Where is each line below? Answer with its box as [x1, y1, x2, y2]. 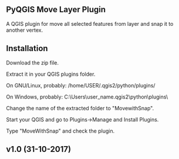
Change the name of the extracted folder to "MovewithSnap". [6, 104, 154, 111]
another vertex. [6, 26, 43, 33]
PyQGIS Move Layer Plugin [6, 5, 106, 15]
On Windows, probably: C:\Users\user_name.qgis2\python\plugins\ [6, 93, 168, 100]
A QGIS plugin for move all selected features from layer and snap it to [6, 20, 174, 27]
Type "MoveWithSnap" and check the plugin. [6, 127, 115, 134]
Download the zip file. [6, 59, 59, 66]
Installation [6, 43, 48, 53]
